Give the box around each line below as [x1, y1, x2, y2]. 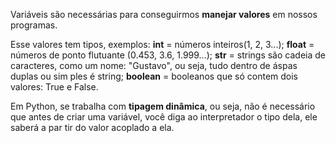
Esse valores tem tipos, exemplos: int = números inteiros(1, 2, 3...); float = [10, 39, 315, 50]
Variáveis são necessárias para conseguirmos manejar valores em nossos [10, 9, 318, 20]
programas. [10, 19, 58, 31]
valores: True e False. [10, 81, 99, 93]
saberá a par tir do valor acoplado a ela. [10, 122, 175, 133]
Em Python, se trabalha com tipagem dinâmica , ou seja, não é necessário [10, 100, 316, 112]
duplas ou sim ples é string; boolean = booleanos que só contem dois [10, 70, 298, 82]
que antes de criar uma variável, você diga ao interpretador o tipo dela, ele [10, 111, 318, 123]
